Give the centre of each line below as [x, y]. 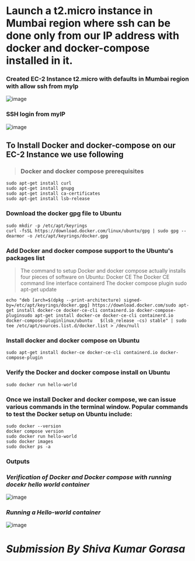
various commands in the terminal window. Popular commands [97, 407]
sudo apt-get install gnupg [40, 189]
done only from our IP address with [93, 36]
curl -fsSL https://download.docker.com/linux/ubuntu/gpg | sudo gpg [93, 231]
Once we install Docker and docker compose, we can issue [91, 399]
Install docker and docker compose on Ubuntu [73, 340]
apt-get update [39, 290]
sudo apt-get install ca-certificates [53, 194]
